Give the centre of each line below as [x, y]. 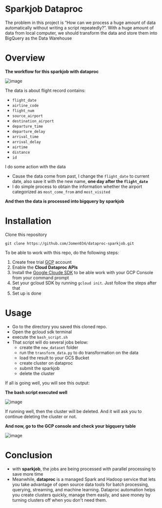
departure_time [28, 126]
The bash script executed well [36, 392]
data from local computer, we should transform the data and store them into [81, 33]
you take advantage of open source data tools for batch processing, [81, 484]
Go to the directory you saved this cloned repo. [60, 326]
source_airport [28, 116]
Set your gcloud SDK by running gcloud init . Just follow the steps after [84, 283]
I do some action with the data [35, 166]
